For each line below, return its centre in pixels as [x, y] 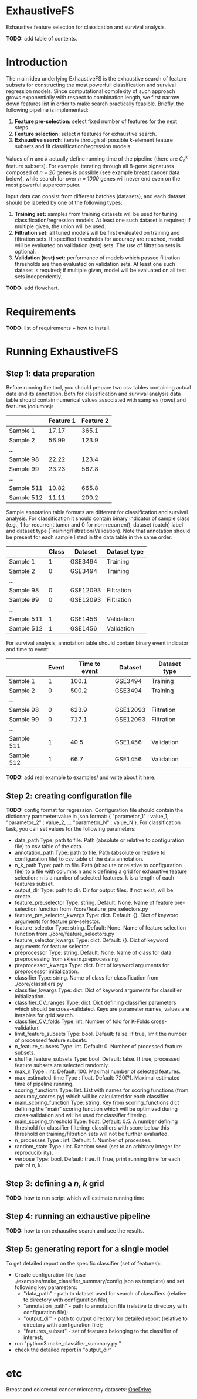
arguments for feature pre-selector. [57, 921]
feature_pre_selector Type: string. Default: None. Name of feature [94, 903]
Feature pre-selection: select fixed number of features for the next [96, 121]
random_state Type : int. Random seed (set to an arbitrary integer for [97, 1147]
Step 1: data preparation [51, 373]
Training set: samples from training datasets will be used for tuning [96, 214]
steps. [22, 127]
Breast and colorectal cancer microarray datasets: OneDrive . [79, 1390]
